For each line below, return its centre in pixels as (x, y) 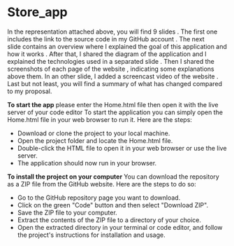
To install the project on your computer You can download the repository (114, 177)
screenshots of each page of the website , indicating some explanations (111, 69)
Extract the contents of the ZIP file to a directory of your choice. (109, 220)
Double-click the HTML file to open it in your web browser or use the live (122, 148)
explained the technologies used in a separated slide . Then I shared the (111, 61)
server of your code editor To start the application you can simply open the (115, 112)
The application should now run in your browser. (87, 163)
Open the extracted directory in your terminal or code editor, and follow (120, 227)
